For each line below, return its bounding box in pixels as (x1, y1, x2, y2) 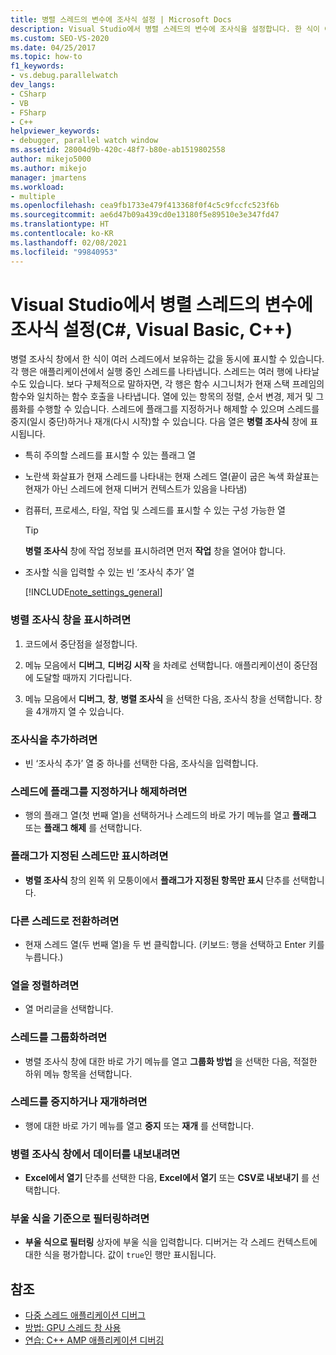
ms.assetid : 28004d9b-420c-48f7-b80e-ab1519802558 (10, 145, 226, 155)
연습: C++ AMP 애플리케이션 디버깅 (24, 1334, 165, 1346)
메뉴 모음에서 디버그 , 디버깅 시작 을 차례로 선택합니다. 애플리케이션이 (24, 659, 292, 671)
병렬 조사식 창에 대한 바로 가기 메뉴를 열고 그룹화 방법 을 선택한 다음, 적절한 (24, 1055, 318, 1067)
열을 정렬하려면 (10, 978, 80, 992)
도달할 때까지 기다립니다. (35, 671, 133, 683)
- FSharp (10, 107, 47, 118)
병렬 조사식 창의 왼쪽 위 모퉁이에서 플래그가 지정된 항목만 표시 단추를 (24, 874, 291, 886)
